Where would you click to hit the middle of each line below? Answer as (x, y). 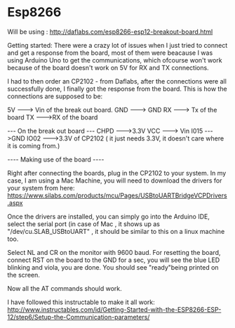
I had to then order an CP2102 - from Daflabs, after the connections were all (117, 81)
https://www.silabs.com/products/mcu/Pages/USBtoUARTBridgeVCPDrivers (117, 195)
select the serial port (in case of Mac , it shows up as (83, 224)
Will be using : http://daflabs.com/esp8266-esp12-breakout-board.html (110, 32)
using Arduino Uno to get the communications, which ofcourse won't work (115, 60)
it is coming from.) (34, 145)
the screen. (24, 275)
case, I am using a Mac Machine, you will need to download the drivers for (115, 181)
